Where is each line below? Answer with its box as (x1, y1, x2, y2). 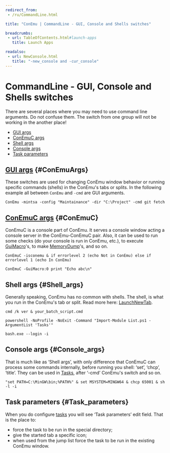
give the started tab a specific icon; (12, 432, 88, 438)
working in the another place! (5, 119, 67, 125)
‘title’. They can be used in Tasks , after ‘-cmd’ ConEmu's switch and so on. (5, 369, 162, 376)
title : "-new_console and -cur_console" (12, 59, 99, 64)
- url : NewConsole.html (7, 54, 58, 59)
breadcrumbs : (5, 31, 33, 36)
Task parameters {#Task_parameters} (5, 398, 129, 407)
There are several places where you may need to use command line (5, 108, 148, 115)
